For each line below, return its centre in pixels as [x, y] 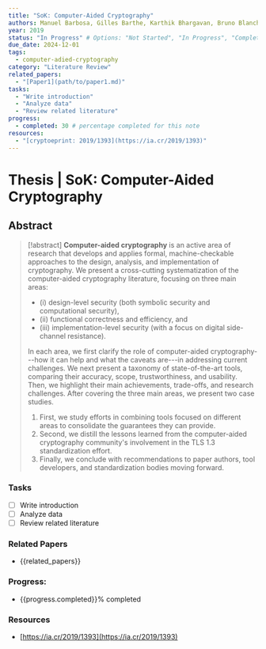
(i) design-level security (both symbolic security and [125, 302]
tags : [17, 52]
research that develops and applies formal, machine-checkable [131, 253]
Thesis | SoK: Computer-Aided [111, 180]
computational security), [79, 310]
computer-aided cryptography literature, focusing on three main [132, 279]
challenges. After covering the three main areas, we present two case [141, 393]
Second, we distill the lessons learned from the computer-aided [143, 434]
